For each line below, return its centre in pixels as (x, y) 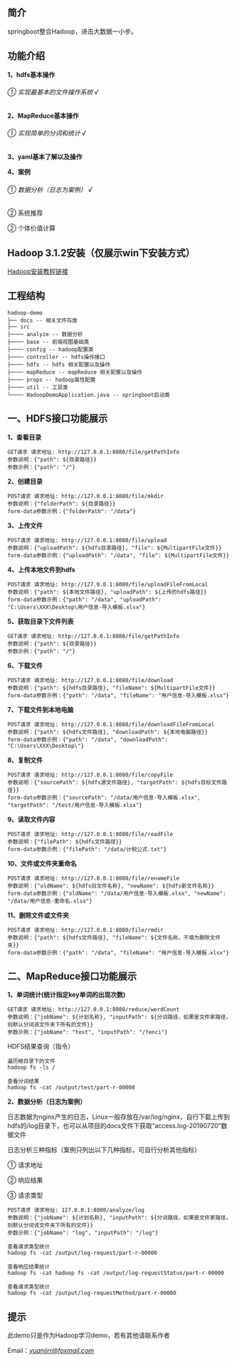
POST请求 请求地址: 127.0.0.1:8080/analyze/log (76, 1210)
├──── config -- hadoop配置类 (51, 349)
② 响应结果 (25, 1180)
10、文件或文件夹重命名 (42, 863)
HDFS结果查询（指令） (41, 1047)
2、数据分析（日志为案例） (47, 1102)
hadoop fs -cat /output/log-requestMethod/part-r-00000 (92, 1294)
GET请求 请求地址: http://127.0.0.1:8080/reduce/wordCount (94, 1010)
